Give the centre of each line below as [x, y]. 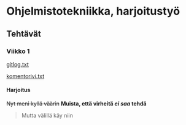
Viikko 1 [18, 51]
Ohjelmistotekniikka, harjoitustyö [93, 11]
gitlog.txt [18, 64]
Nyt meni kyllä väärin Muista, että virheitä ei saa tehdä [77, 104]
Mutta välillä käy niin [47, 116]
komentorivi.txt [25, 76]
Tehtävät [24, 34]
